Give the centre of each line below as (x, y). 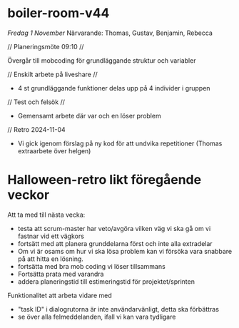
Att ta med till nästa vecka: (46, 215)
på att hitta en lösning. (51, 259)
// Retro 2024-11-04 (36, 129)
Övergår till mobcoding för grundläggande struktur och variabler (102, 60)
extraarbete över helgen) (54, 150)
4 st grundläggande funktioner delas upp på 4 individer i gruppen (114, 88)
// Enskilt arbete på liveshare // (52, 74)
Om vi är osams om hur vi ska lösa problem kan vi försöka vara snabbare (125, 251)
